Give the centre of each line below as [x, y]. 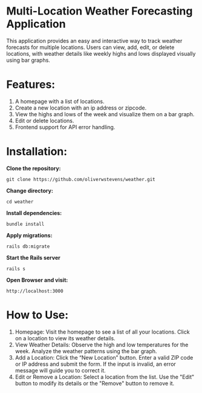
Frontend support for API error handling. [65, 127]
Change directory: [30, 190]
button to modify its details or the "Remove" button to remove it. [95, 383]
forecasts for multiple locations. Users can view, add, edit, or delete [90, 47]
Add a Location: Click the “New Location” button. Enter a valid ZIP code [104, 357]
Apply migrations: [29, 235]
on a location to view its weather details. [65, 338]
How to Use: [37, 315]
